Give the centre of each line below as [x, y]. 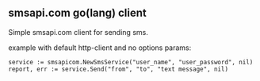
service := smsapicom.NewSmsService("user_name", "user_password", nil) [131, 62]
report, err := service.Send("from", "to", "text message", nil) [118, 69]
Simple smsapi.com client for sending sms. [78, 32]
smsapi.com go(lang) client [77, 13]
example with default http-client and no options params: [100, 48]
